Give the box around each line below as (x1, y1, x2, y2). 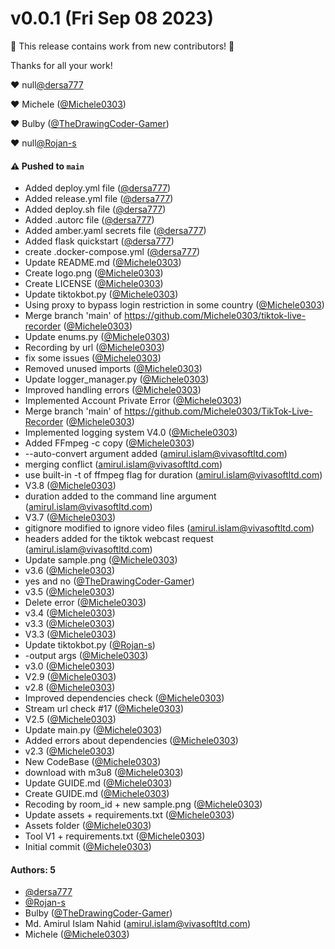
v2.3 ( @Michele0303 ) (24, 745, 116, 757)
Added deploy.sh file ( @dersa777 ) (24, 203, 167, 216)
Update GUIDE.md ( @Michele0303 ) (24, 777, 173, 789)
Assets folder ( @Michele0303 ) (24, 820, 152, 832)
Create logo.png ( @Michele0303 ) (24, 267, 164, 279)
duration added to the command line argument (24, 490, 217, 502)
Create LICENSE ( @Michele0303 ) (24, 278, 164, 290)
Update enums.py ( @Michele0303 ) (24, 331, 170, 343)
